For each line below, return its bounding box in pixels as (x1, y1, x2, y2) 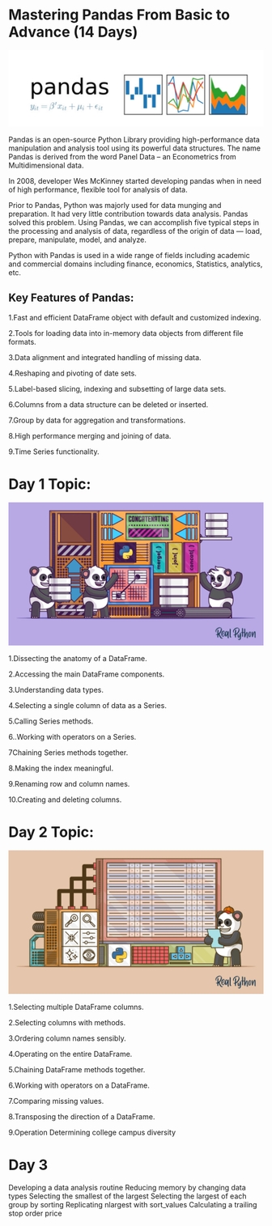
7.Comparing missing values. (8, 1096, 104, 1105)
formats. (8, 337, 36, 346)
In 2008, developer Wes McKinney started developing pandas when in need (8, 176, 261, 186)
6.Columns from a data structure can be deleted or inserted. (8, 399, 209, 409)
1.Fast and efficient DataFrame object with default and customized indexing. (8, 312, 261, 322)
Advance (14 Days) (8, 23, 138, 41)
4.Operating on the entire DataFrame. (8, 1049, 133, 1058)
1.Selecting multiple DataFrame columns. (8, 1002, 144, 1012)
